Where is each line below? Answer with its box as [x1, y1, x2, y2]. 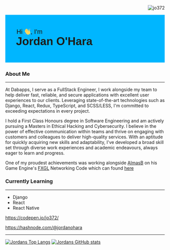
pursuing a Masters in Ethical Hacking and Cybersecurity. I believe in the [5, 123, 157, 129]
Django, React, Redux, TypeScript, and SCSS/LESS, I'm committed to [5, 103, 149, 109]
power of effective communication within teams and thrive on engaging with [5, 129, 164, 135]
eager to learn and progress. [5, 150, 65, 156]
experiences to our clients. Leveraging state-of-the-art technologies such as [5, 97, 165, 104]
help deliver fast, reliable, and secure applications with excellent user [5, 92, 149, 98]
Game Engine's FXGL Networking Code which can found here [5, 165, 134, 171]
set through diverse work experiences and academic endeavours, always [5, 144, 158, 151]
